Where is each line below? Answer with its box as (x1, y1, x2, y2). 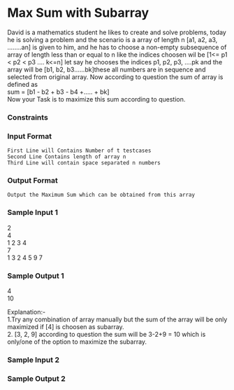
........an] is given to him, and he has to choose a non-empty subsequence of (7, 43, 227, 51)
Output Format (7, 176, 58, 186)
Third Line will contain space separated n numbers (7, 160, 161, 167)
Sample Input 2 (7, 355, 59, 365)
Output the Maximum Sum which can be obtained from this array (7, 191, 196, 199)
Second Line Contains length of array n (7, 153, 127, 160)
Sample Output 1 (7, 271, 64, 281)
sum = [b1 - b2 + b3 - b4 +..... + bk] (7, 88, 110, 96)
